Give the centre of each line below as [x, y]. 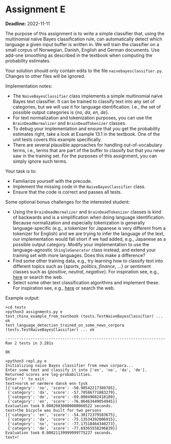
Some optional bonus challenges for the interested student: [68, 202]
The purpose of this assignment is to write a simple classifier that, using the [85, 33]
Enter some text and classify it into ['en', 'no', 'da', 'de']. [76, 370]
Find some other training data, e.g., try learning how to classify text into [88, 261]
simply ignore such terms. [40, 161]
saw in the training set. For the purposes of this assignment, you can [85, 156]
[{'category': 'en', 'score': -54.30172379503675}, [61, 415]
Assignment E [35, 9]
